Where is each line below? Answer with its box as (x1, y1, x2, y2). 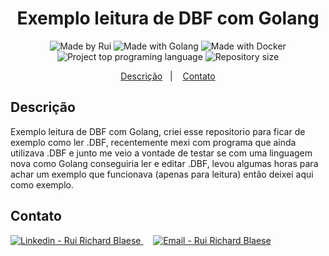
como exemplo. (10, 178, 74, 191)
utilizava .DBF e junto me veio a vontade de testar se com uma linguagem (10, 147, 313, 159)
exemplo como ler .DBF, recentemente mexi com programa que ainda (10, 136, 297, 148)
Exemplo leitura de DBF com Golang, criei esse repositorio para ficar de (10, 125, 306, 137)
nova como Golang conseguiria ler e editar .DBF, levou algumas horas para (10, 157, 319, 169)
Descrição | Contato (120, 70, 216, 82)
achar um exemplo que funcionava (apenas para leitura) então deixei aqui (10, 168, 314, 180)
